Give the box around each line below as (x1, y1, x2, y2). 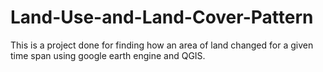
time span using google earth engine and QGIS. (10, 49, 206, 61)
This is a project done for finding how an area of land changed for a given (10, 39, 314, 51)
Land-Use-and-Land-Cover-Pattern (10, 6, 314, 29)
